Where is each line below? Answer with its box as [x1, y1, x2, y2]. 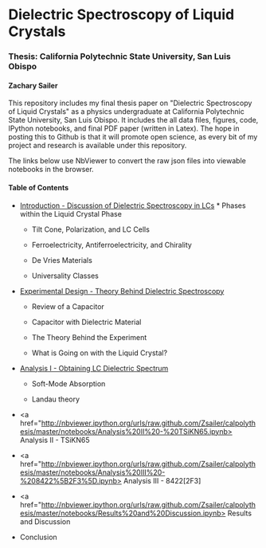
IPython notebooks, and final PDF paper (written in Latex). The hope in [8, 123, 240, 133]
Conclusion [19, 532, 57, 542]
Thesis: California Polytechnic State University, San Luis [8, 51, 231, 62]
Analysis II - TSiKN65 [19, 435, 90, 444]
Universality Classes [31, 271, 100, 280]
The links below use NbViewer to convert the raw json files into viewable [8, 156, 247, 166]
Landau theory [31, 394, 80, 404]
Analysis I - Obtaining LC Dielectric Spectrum [19, 363, 169, 373]
